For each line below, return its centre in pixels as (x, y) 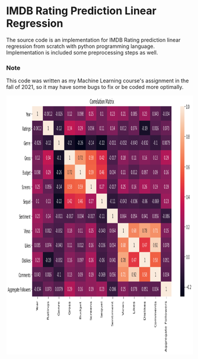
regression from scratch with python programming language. (81, 46)
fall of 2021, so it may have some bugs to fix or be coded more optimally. (95, 87)
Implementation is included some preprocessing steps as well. (82, 52)
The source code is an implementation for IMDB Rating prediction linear (93, 40)
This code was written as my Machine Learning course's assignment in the (98, 81)
